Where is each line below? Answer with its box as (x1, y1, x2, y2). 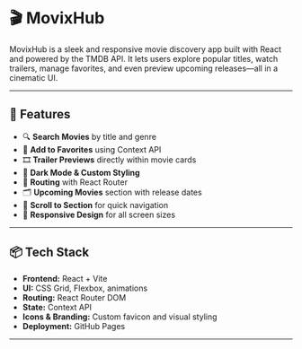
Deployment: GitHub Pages (22, 320, 126, 331)
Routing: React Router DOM (22, 292, 127, 302)
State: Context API (22, 301, 93, 312)
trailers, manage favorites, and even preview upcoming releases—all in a (9, 63, 279, 74)
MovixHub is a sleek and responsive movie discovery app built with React (9, 43, 281, 55)
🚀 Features (9, 107, 71, 122)
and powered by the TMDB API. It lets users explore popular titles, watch (9, 53, 279, 64)
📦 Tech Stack (9, 245, 90, 260)
